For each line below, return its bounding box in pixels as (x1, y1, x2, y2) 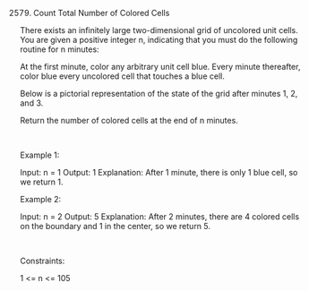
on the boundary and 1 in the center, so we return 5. (20, 221, 210, 231)
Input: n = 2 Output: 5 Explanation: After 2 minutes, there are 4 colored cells (20, 211, 300, 222)
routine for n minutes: (20, 44, 99, 55)
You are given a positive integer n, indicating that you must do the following (20, 35, 298, 45)
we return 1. (20, 176, 64, 187)
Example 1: (20, 150, 60, 160)
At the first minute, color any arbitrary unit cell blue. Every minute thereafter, (20, 62, 301, 72)
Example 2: (20, 194, 62, 204)
